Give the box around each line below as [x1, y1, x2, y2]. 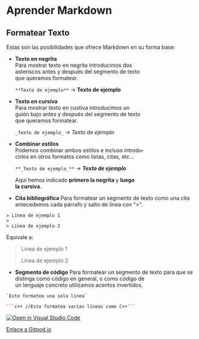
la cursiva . [14, 183, 42, 190]
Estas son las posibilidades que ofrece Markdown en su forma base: [6, 43, 176, 51]
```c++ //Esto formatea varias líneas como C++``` [6, 303, 136, 309]
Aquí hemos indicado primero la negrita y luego [14, 176, 135, 184]
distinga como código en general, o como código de [14, 275, 145, 282]
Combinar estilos [14, 140, 59, 148]
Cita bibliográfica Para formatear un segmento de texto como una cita [14, 194, 191, 202]
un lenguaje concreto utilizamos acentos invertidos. [14, 281, 143, 288]
